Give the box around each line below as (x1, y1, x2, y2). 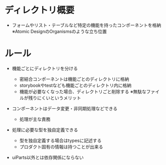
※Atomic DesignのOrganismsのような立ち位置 (12, 28, 107, 34)
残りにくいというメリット (28, 95, 81, 101)
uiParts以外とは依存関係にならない (12, 154, 84, 160)
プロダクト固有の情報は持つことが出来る (19, 143, 103, 149)
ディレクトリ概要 (5, 5, 75, 16)
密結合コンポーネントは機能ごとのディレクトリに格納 (19, 76, 129, 82)
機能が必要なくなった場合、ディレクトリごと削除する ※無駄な (19, 88, 146, 94)
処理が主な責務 (19, 116, 51, 122)
